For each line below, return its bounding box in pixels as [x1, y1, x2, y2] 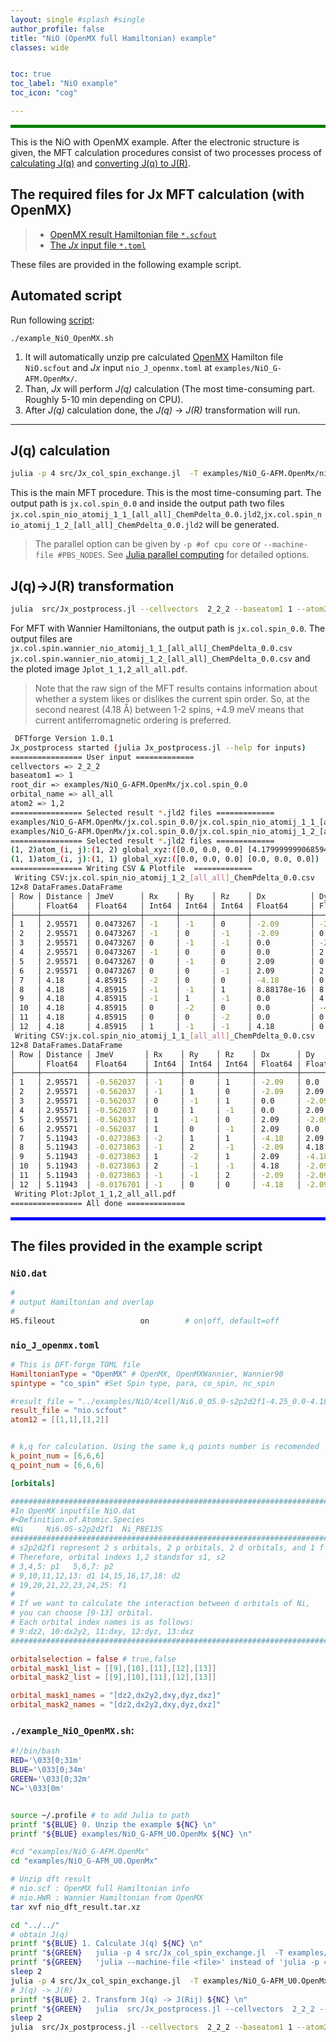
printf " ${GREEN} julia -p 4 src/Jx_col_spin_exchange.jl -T [10, 1948, 284, 1958]
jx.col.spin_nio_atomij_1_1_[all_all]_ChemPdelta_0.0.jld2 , [10, 508, 264, 520]
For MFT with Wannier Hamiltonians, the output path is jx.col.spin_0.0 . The [10, 622, 326, 634]
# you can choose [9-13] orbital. [10, 1608, 155, 1618]
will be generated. [204, 519, 280, 531]
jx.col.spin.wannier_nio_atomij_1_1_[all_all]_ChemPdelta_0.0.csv [10, 643, 293, 653]
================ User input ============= [10, 752, 195, 762]
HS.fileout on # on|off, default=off [10, 1316, 280, 1326]
